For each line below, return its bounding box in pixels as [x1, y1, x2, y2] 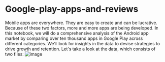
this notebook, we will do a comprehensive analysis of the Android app [5, 30, 149, 36]
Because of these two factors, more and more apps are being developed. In [5, 25, 159, 31]
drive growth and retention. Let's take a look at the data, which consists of [5, 46, 156, 52]
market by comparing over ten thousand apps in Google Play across [5, 35, 143, 41]
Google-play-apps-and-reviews [5, 3, 139, 15]
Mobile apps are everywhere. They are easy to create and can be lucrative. [5, 20, 158, 26]
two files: [5, 51, 24, 57]
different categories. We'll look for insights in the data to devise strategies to [5, 40, 160, 46]
